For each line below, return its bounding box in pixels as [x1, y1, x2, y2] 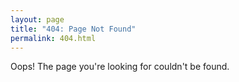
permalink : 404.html [10, 33, 97, 43]
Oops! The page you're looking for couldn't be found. [10, 61, 230, 73]
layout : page [10, 14, 65, 25]
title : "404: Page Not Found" [10, 24, 137, 34]
